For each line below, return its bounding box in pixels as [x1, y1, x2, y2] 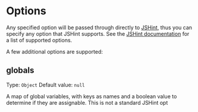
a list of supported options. [6, 36, 73, 43]
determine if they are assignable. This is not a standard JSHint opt [6, 99, 168, 106]
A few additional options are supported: [6, 48, 103, 55]
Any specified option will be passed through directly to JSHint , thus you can [6, 24, 192, 31]
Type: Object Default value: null [6, 81, 85, 88]
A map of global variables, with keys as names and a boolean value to [6, 92, 177, 99]
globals [6, 66, 34, 76]
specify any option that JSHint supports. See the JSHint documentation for [6, 30, 190, 37]
